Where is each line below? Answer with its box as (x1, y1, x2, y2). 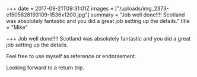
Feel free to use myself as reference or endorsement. (6, 53, 136, 59)
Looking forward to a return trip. (6, 64, 85, 71)
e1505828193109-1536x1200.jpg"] (6, 11, 90, 18)
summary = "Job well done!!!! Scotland (91, 11, 185, 18)
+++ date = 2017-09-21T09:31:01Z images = (6, 5, 114, 12)
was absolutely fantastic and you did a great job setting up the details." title (6, 18, 190, 24)
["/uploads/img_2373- (115, 5, 169, 12)
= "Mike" (6, 24, 28, 31)
